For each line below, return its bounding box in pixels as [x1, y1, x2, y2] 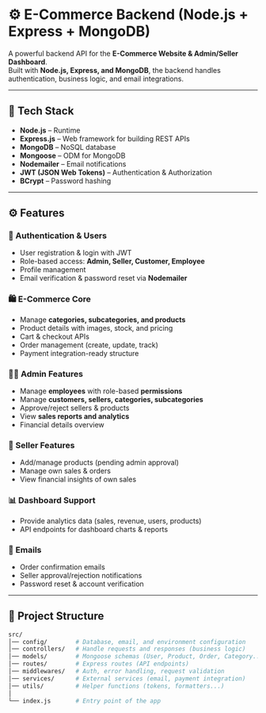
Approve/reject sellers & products [19, 403, 130, 413]
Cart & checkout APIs [19, 332, 89, 341]
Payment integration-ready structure [19, 348, 139, 358]
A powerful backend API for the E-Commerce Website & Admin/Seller [8, 48, 239, 58]
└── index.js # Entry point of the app [8, 696, 161, 705]
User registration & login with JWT [19, 248, 132, 258]
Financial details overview [19, 420, 104, 430]
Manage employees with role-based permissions [19, 386, 183, 396]
